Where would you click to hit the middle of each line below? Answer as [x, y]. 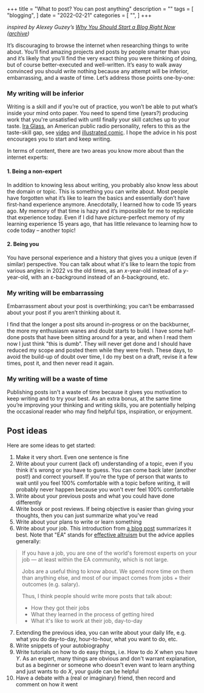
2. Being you [23, 244]
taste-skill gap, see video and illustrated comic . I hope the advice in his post [102, 133]
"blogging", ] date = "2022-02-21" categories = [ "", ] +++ [80, 15]
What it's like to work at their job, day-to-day [87, 621]
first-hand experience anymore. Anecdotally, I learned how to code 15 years [102, 204]
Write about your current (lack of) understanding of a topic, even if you [104, 464]
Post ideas [27, 431]
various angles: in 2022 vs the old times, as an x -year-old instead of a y [97, 270]
